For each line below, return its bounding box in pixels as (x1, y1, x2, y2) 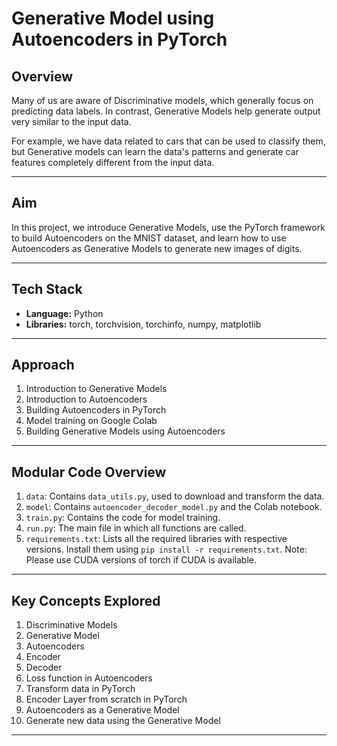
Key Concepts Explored (11, 592, 161, 609)
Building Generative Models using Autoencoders (25, 425, 226, 437)
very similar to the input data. (11, 116, 132, 127)
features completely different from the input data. (11, 157, 215, 168)
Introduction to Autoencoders (25, 393, 148, 406)
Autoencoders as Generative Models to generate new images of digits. (11, 242, 303, 254)
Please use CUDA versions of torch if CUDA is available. (25, 554, 258, 566)
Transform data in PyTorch (25, 683, 136, 695)
